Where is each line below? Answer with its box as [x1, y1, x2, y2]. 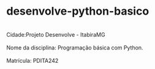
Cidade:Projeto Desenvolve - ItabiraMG [6, 31, 105, 38]
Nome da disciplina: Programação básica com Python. [6, 44, 143, 51]
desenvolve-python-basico [6, 4, 149, 18]
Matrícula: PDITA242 [6, 57, 59, 64]
